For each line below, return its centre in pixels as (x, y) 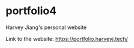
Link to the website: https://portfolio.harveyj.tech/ (67, 39)
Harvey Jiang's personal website (46, 27)
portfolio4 (31, 11)
